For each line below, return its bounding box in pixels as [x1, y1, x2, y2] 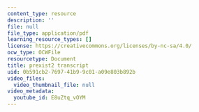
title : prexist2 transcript [7, 62, 89, 69]
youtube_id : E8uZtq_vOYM [13, 95, 86, 102]
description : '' [7, 17, 54, 24]
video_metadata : [7, 88, 54, 95]
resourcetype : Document [7, 56, 77, 63]
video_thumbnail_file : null [13, 81, 96, 88]
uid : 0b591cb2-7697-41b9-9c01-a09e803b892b [7, 68, 136, 75]
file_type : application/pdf [7, 29, 89, 37]
